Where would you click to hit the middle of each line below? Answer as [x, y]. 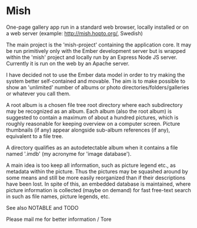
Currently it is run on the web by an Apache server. [68, 63]
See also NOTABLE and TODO [42, 207]
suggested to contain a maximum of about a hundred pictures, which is [92, 117]
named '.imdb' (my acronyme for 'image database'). [69, 153]
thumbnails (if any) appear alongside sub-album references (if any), [88, 130]
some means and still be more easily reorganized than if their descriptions [96, 177]
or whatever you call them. [38, 93]
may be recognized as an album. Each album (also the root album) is [89, 111]
